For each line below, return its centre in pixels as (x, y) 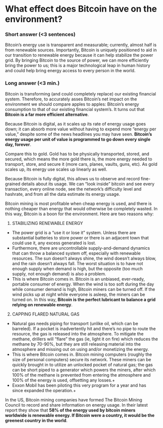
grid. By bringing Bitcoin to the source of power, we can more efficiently (77, 60)
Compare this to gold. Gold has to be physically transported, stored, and (77, 154)
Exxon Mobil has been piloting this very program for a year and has (79, 385)
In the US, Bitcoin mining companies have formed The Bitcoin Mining (73, 400)
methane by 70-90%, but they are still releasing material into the (76, 344)
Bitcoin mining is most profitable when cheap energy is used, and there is (78, 203)
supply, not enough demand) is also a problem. (59, 274)
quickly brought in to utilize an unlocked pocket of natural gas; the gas (82, 365)
